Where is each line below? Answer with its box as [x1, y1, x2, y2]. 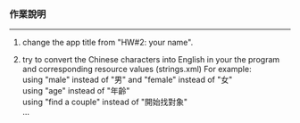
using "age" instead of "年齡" [21, 86, 130, 96]
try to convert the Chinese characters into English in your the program [21, 54, 280, 65]
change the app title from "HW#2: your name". [21, 37, 194, 48]
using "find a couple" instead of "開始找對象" [21, 96, 188, 108]
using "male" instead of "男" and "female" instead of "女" [21, 74, 233, 86]
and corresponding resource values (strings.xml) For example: [21, 64, 252, 75]
